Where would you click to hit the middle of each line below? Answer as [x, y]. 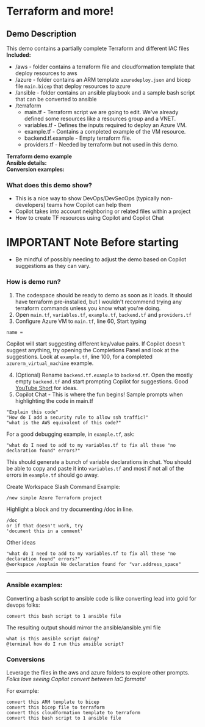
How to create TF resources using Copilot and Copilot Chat [89, 218]
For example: [23, 691]
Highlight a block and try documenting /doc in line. [70, 509]
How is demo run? [34, 282]
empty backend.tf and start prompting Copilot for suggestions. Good [102, 381]
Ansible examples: [34, 585]
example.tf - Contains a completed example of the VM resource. [105, 132]
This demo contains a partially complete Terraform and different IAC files [98, 48]
